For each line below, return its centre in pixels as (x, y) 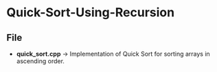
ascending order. (40, 61)
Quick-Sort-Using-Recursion (91, 13)
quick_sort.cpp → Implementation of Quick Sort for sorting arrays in (113, 54)
